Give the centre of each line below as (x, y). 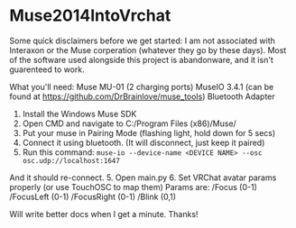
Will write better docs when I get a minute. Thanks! (104, 214)
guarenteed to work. (47, 69)
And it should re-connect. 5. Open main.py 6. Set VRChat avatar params (143, 178)
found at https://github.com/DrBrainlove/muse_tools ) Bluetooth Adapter (142, 96)
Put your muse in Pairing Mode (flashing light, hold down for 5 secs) (149, 132)
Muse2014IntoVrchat (90, 16)
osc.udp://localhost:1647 (71, 160)
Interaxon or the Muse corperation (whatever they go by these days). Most (148, 50)
